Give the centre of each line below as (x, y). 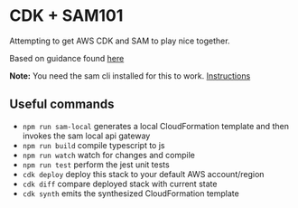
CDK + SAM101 (66, 16)
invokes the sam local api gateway (86, 136)
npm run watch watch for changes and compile (109, 155)
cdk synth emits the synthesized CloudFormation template (130, 193)
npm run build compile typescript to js (93, 145)
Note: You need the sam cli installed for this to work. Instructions (130, 76)
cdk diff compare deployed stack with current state (120, 184)
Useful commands (62, 104)
